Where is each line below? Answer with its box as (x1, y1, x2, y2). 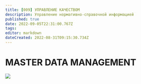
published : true (5, 16, 39, 21)
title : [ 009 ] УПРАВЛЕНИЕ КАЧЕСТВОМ (5, 7, 80, 12)
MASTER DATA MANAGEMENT (5, 57, 136, 68)
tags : (5, 26, 17, 31)
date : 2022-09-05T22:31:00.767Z (5, 21, 73, 26)
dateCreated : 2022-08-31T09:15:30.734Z (5, 35, 89, 40)
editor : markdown (5, 30, 42, 35)
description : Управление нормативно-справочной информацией (5, 12, 134, 17)
